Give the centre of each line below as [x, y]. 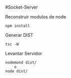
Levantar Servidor [24, 53]
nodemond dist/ [21, 63]
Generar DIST [19, 35]
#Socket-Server [22, 7]
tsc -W [12, 44]
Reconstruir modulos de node [36, 17]
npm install [17, 26]
